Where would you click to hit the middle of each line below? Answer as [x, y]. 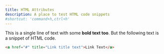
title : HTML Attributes [30, 10]
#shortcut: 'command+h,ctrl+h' [38, 19]
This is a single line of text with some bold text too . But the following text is [82, 33]
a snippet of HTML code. [31, 38]
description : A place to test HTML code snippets [58, 14]
